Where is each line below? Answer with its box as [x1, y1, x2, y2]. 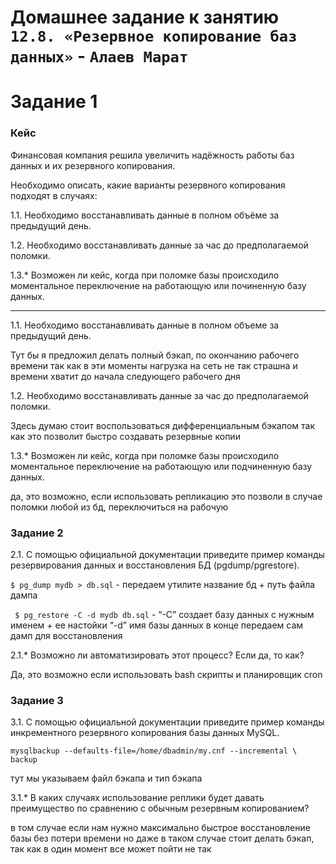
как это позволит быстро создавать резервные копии [10, 430, 241, 442]
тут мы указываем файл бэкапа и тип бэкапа [10, 772, 203, 785]
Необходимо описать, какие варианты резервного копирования [10, 179, 286, 191]
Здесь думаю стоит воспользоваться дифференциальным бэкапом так [10, 419, 316, 431]
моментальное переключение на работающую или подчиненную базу [10, 460, 313, 472]
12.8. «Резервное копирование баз [10, 27, 298, 46]
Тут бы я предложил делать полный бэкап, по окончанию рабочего [10, 349, 300, 361]
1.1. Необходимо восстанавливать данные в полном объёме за [10, 209, 280, 221]
